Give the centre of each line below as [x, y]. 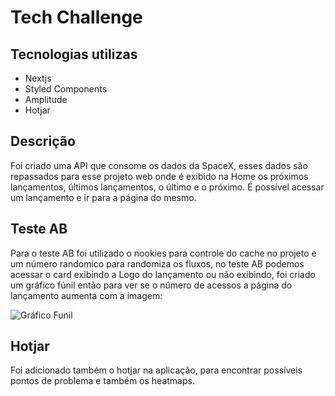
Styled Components [66, 89]
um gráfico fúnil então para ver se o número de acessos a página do [151, 285]
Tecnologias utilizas [74, 54]
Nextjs [38, 78]
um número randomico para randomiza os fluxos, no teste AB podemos [157, 263]
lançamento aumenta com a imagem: [86, 295]
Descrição [43, 141]
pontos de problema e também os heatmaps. [102, 381]
